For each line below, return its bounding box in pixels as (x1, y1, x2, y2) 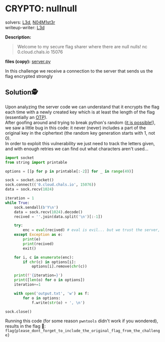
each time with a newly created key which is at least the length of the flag (5, 109, 155, 115)
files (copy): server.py (5, 58, 51, 64)
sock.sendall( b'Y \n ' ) (14, 205, 58, 210)
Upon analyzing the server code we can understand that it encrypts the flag (5, 104, 160, 110)
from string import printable (5, 160, 68, 165)
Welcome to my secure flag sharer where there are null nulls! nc (17, 43, 148, 49)
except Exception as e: (14, 232, 63, 237)
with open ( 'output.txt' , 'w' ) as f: (14, 291, 90, 296)
